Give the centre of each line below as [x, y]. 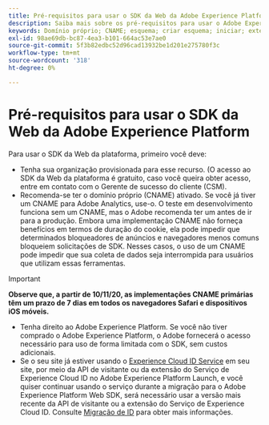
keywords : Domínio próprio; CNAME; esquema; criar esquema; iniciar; [127, 30]
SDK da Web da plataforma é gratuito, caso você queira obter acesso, [135, 178]
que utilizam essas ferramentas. [72, 263]
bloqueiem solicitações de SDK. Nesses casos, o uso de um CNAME [132, 246]
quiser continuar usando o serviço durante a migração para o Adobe [133, 387]
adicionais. [38, 352]
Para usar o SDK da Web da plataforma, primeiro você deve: [107, 154]
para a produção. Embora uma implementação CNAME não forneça [131, 221]
